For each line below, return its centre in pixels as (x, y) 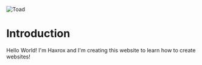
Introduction (38, 34)
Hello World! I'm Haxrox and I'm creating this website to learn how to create (101, 50)
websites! (18, 57)
